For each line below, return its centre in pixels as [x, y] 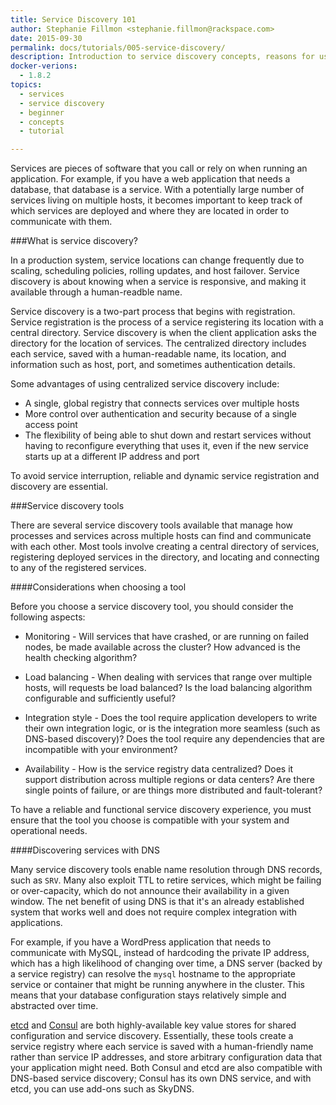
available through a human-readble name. [96, 292]
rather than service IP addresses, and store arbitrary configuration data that [166, 1057]
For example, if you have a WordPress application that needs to [141, 942]
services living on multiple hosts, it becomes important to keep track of [156, 200]
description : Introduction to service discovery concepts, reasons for [162, 57]
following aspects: [48, 617]
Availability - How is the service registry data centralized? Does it [159, 769]
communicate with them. [61, 222]
